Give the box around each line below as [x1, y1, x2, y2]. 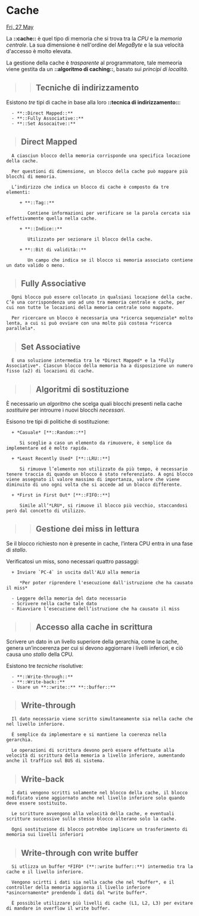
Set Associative [20, 341, 80, 352]
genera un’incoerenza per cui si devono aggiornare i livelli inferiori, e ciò [6, 644, 184, 651]
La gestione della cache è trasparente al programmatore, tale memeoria [6, 59, 183, 66]
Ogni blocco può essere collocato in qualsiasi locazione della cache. [11, 294, 194, 300]
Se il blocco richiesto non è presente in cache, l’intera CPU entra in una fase [6, 539, 193, 547]
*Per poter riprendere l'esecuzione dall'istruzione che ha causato [19, 579, 194, 585]
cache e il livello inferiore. [6, 869, 84, 875]
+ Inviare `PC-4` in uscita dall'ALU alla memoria [11, 569, 140, 575]
